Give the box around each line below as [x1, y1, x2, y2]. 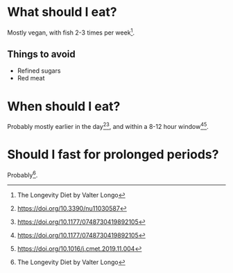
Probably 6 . [7, 169, 38, 179]
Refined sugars [17, 67, 61, 75]
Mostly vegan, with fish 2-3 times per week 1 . [7, 27, 135, 37]
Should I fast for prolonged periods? [7, 147, 219, 163]
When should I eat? [7, 98, 121, 114]
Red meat [17, 74, 45, 82]
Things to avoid [7, 48, 76, 60]
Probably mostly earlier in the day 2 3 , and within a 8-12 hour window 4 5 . [7, 121, 209, 130]
